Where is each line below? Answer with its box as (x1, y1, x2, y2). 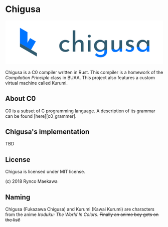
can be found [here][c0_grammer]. (5, 113, 77, 119)
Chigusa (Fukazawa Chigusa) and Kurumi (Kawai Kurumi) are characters (5, 206, 154, 212)
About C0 (5, 94, 36, 103)
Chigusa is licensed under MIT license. (5, 169, 85, 175)
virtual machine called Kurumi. (5, 80, 68, 86)
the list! (5, 216, 21, 222)
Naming (5, 193, 31, 201)
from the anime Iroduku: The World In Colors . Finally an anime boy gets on (5, 211, 159, 217)
